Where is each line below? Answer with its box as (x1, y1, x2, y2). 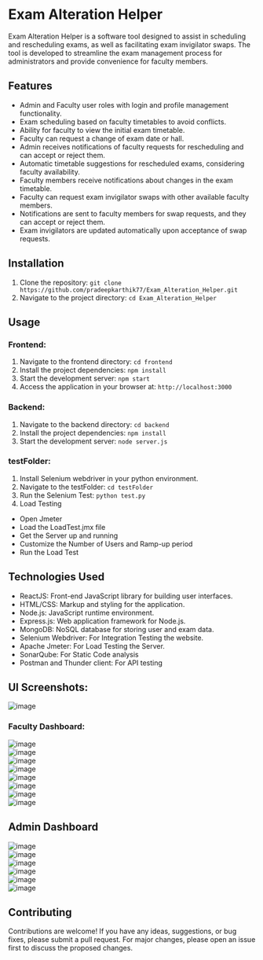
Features (8, 79, 53, 93)
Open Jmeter (19, 513, 63, 524)
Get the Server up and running (19, 531, 119, 540)
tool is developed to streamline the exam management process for (8, 48, 222, 57)
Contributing (8, 906, 72, 919)
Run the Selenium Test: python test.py (19, 490, 146, 500)
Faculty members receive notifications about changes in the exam (19, 175, 234, 185)
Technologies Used (8, 570, 104, 583)
